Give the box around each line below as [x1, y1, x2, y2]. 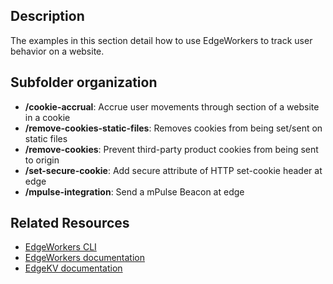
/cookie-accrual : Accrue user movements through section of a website [24, 100, 320, 113]
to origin [24, 154, 60, 166]
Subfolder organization [10, 74, 158, 91]
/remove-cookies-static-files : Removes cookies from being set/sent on [24, 122, 323, 134]
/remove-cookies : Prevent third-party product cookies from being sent [24, 143, 319, 155]
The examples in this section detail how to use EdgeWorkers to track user [10, 34, 313, 46]
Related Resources [10, 215, 130, 232]
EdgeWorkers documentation [24, 252, 146, 264]
